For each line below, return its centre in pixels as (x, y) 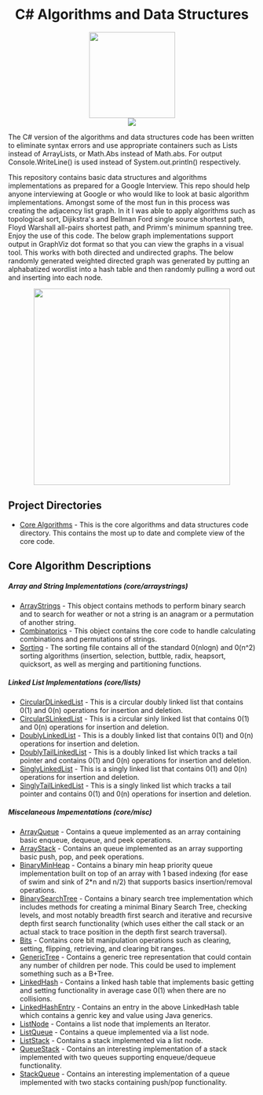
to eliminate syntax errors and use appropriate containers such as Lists (123, 145)
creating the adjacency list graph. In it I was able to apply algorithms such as (132, 211)
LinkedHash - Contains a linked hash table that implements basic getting (137, 982)
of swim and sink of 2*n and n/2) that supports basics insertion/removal (136, 882)
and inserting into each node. (56, 277)
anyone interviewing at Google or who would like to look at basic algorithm (129, 193)
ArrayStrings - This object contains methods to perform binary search (132, 606)
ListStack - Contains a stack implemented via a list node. (111, 1041)
